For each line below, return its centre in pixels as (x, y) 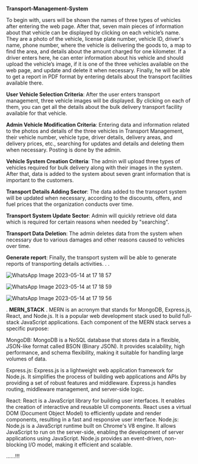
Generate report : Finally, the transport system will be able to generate (91, 257)
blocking (17, 444)
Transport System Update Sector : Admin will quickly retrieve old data (92, 216)
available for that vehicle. (37, 113)
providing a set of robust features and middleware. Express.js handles (91, 383)
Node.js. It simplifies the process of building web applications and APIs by (96, 376)
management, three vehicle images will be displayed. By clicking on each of (98, 101)
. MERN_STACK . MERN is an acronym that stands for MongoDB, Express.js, (99, 310)
